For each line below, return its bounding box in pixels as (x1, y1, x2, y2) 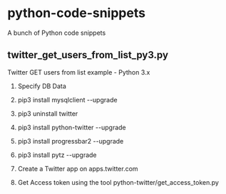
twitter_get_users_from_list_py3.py (7, 49, 169, 61)
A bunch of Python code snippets (7, 28, 106, 37)
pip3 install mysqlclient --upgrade (17, 95, 118, 104)
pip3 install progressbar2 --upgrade (17, 136, 124, 145)
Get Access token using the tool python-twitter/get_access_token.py (17, 178, 220, 186)
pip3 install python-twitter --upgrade (17, 123, 126, 131)
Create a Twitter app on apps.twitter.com (17, 164, 138, 173)
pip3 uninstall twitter (17, 109, 78, 118)
